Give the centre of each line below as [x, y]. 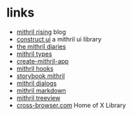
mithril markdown [41, 90]
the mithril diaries [41, 46]
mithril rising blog [41, 32]
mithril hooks [35, 68]
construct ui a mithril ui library [59, 39]
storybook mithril [41, 76]
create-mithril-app [43, 61]
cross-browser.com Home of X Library [71, 105]
